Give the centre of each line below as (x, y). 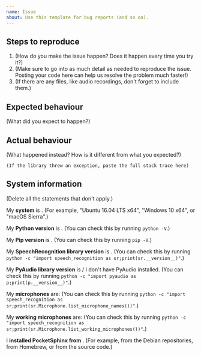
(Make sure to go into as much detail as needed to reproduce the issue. (103, 69)
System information (44, 184)
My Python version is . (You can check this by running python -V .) (88, 228)
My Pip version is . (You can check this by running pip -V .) (79, 240)
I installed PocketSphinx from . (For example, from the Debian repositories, (100, 340)
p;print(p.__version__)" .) (39, 282)
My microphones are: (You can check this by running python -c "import (96, 294)
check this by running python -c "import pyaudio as (71, 276)
